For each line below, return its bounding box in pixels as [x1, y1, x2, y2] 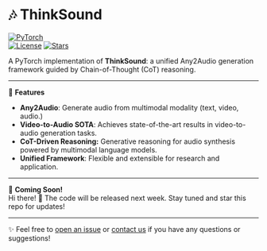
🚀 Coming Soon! [8, 184, 64, 194]
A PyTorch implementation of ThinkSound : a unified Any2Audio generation [8, 56, 254, 65]
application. [19, 161, 59, 172]
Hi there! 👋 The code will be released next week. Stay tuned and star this [8, 193, 246, 203]
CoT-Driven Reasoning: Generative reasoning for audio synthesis [19, 137, 236, 146]
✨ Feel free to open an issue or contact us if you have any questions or [8, 224, 241, 234]
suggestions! [8, 233, 51, 243]
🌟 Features [8, 87, 45, 97]
